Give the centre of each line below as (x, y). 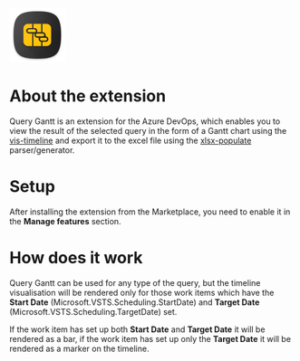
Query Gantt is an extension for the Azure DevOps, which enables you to (145, 121)
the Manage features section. (65, 221)
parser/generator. (42, 150)
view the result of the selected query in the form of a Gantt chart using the (148, 130)
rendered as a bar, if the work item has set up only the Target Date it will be (150, 338)
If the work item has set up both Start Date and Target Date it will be (137, 329)
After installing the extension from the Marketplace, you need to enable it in (150, 212)
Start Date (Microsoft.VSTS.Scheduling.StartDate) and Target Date (135, 302)
